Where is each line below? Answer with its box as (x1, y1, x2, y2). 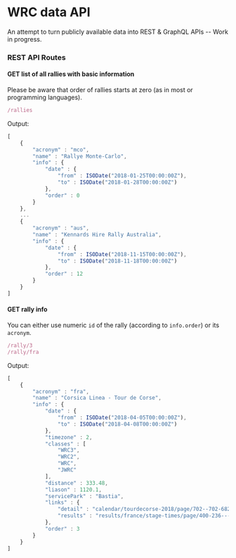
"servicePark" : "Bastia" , (44, 493, 124, 500)
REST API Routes (7, 52, 66, 62)
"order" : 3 (44, 525, 80, 532)
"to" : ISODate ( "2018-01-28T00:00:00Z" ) (57, 179, 178, 186)
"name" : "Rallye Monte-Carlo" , (32, 153, 128, 160)
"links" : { (44, 499, 80, 507)
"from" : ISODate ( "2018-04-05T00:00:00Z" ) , (57, 414, 188, 421)
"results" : (57, 512, 93, 519)
